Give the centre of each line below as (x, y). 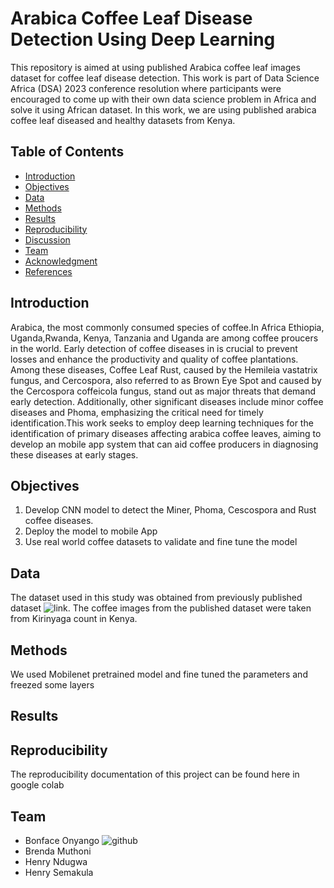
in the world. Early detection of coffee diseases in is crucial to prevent (154, 348)
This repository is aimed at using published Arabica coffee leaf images (155, 67)
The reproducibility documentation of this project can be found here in (155, 774)
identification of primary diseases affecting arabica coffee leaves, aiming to (166, 433)
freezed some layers (52, 685)
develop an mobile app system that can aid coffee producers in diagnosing (164, 444)
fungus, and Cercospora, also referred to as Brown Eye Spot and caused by (166, 380)
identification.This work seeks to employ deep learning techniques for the (162, 423)
